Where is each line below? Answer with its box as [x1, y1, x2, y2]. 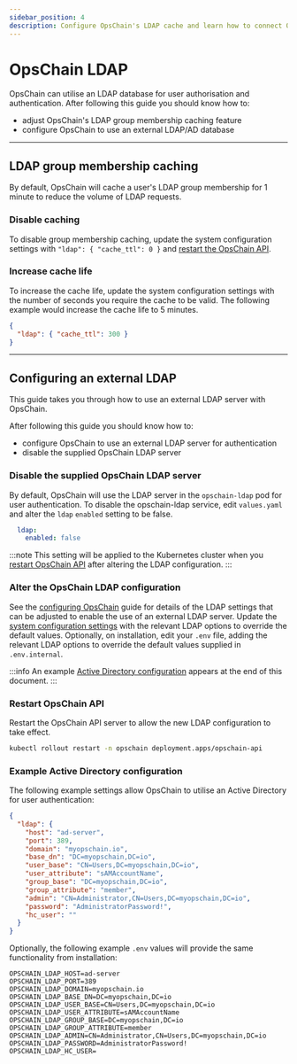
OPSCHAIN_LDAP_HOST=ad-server [9, 969, 121, 979]
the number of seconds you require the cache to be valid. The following [9, 294, 270, 306]
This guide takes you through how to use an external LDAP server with [9, 394, 266, 405]
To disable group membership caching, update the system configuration [9, 234, 272, 245]
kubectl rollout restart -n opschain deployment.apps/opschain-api [9, 743, 263, 753]
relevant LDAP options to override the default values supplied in [9, 639, 241, 649]
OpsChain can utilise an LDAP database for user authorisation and [9, 89, 250, 99]
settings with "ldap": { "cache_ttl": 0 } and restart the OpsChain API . [9, 243, 271, 253]
